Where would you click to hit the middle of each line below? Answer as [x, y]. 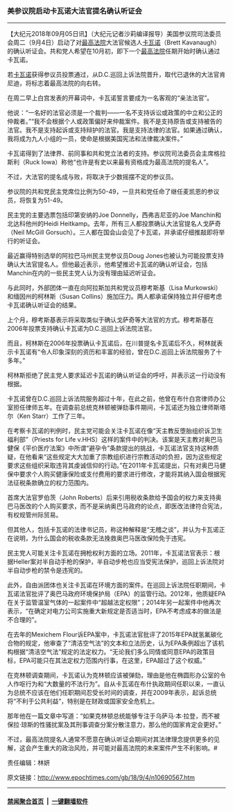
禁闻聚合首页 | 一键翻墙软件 [48, 801]
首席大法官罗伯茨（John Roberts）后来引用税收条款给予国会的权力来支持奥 [114, 498]
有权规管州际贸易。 [35, 515]
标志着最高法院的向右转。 [68, 83]
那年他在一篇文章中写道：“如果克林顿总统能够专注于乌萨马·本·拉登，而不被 [114, 716]
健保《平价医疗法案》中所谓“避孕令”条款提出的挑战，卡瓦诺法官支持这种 [110, 448]
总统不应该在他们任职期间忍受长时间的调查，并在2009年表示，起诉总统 [115, 693]
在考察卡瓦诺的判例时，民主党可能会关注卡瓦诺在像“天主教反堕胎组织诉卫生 [115, 431]
